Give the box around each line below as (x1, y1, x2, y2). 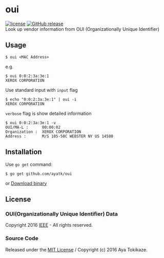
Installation (5, 148, 42, 156)
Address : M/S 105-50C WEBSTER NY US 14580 (5, 133, 114, 139)
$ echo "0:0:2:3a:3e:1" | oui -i (5, 96, 77, 102)
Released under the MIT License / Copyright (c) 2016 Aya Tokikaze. (5, 246, 148, 252)
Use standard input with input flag (5, 87, 78, 93)
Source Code (5, 235, 38, 242)
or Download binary (5, 180, 47, 186)
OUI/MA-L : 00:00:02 (5, 125, 60, 130)
